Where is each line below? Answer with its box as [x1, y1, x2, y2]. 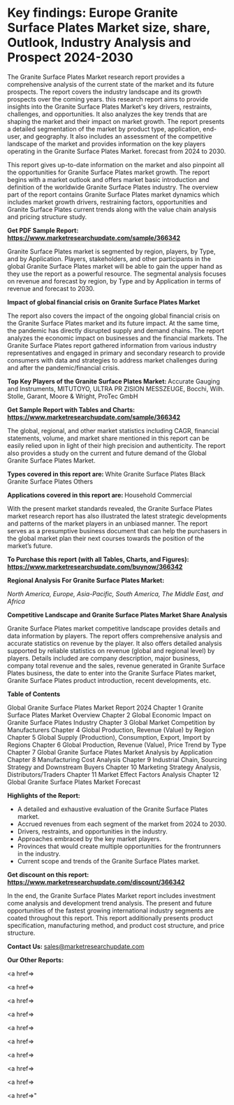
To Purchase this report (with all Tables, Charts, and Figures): [7, 555, 189, 563]
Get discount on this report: [7, 870, 89, 879]
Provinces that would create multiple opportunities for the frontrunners [17, 842, 221, 850]
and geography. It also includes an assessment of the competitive [23, 132, 212, 141]
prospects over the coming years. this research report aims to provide [7, 94, 209, 103]
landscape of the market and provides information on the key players [7, 139, 206, 148]
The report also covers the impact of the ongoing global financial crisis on [7, 311, 220, 320]
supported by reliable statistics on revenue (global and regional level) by [7, 646, 215, 655]
